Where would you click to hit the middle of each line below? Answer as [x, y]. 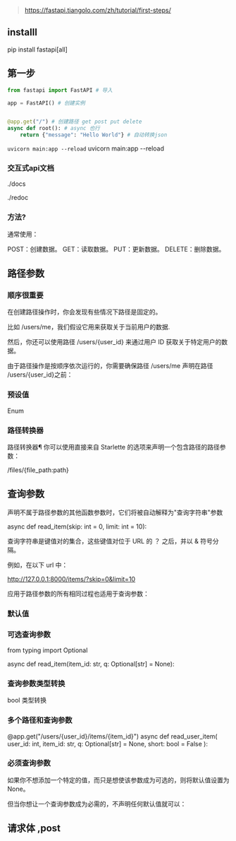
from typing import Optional [48, 650]
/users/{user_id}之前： [40, 375]
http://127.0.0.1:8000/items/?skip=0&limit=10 [72, 579]
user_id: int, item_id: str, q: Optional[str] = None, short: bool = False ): [107, 743]
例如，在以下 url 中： [38, 565]
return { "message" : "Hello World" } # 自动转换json [94, 135]
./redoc [18, 198]
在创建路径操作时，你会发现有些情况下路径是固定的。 [85, 312]
